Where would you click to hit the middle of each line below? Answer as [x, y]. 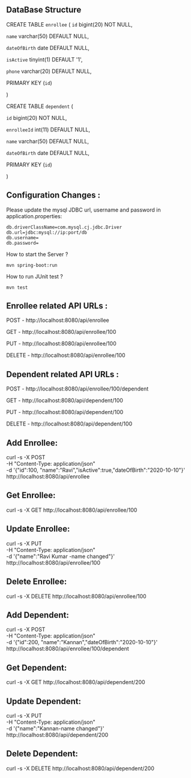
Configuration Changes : [53, 195]
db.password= [23, 243]
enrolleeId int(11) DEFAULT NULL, [48, 130]
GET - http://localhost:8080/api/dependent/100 [65, 401]
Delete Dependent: [42, 754]
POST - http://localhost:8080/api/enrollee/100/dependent [77, 389]
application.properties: [34, 216]
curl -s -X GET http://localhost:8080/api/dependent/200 [76, 682]
